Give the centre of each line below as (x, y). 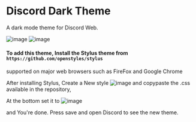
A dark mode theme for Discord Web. (52, 28)
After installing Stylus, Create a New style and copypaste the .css (98, 83)
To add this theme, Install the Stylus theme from (67, 53)
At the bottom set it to (33, 101)
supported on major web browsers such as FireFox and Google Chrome (94, 71)
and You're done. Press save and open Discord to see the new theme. (92, 112)
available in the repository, (39, 89)
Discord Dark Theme (58, 11)
